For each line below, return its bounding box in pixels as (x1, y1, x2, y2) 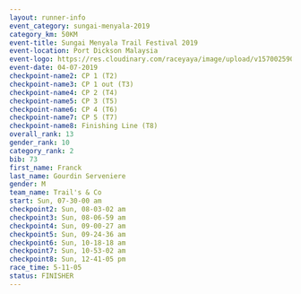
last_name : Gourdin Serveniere (9, 171, 126, 180)
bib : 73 (9, 154, 39, 164)
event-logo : (9, 55, 54, 64)
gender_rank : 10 (9, 138, 70, 147)
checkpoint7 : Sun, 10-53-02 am (9, 246, 126, 255)
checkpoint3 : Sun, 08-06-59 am (9, 212, 126, 222)
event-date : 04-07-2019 (9, 64, 99, 73)
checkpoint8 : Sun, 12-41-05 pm (9, 255, 126, 264)
